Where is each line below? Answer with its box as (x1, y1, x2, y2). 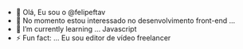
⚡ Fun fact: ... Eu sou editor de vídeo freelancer (15, 33, 171, 43)
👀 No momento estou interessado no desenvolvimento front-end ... (15, 16, 236, 25)
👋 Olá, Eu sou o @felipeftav (15, 8, 106, 17)
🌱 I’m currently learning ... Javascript (15, 24, 137, 33)
